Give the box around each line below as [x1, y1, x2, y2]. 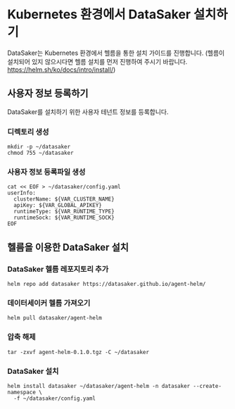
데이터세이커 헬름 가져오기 [7, 298, 91, 308]
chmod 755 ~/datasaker [7, 149, 74, 157]
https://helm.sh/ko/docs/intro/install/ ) [7, 65, 116, 74]
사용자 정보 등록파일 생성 [7, 167, 86, 177]
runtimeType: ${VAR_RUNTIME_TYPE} [13, 208, 115, 215]
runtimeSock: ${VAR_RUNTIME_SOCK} [13, 214, 115, 222]
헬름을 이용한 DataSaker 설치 [7, 241, 129, 253]
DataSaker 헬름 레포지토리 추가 [7, 264, 109, 274]
